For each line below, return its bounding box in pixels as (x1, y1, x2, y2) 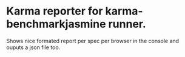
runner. (108, 17, 147, 31)
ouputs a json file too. (6, 44, 61, 51)
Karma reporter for (6, 4, 103, 18)
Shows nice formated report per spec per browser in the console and (6, 37, 180, 44)
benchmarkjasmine (6, 17, 106, 31)
